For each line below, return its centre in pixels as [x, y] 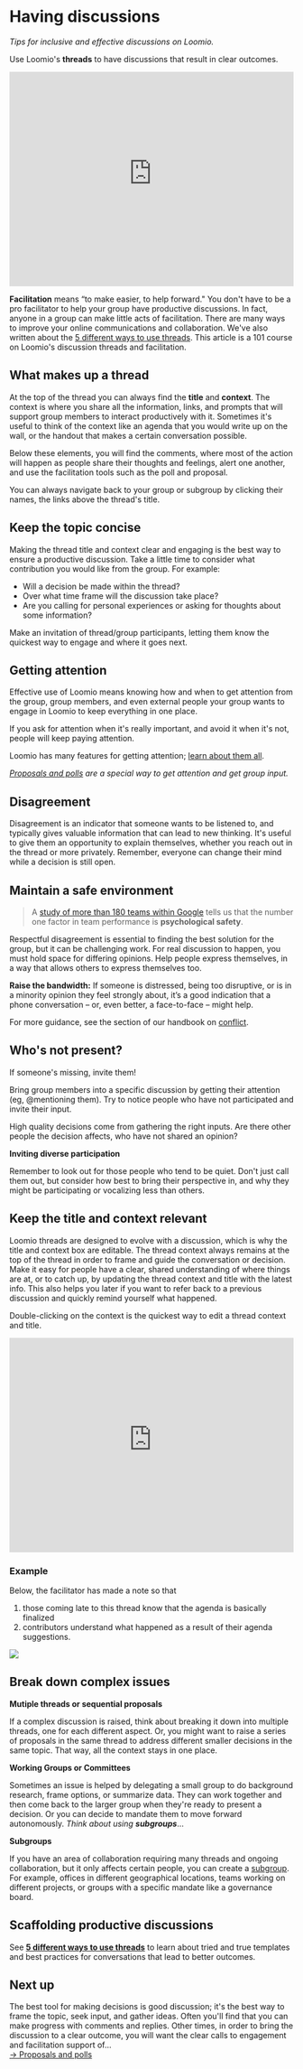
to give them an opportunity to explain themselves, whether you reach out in [151, 843]
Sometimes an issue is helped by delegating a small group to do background [151, 1785]
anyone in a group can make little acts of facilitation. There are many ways [147, 318]
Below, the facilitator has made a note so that [93, 1590]
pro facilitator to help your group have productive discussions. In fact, [139, 308]
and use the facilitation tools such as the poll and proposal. [119, 472]
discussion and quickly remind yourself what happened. [114, 1298]
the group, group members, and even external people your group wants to [147, 702]
